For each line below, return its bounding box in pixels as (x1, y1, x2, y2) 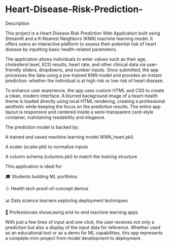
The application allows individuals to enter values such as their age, (5, 56, 147, 62)
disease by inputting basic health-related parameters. (5, 46, 118, 52)
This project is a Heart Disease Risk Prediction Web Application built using (5, 30, 160, 36)
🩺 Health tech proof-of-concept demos (5, 185, 89, 191)
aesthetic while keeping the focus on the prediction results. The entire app (5, 103, 161, 109)
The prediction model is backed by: (5, 124, 79, 130)
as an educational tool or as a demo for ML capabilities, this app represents (5, 229, 163, 236)
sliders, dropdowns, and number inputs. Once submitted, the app (22, 67, 159, 73)
